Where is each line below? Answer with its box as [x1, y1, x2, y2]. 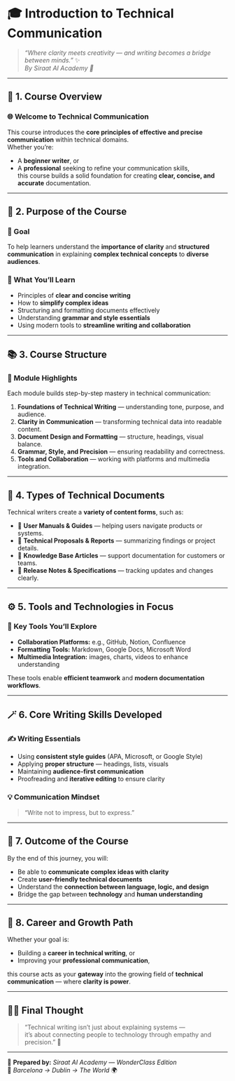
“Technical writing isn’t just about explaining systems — [24, 1023, 185, 1032]
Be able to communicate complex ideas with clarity [17, 868, 169, 876]
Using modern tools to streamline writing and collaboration [17, 321, 191, 329]
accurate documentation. [17, 178, 92, 187]
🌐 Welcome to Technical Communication [7, 112, 149, 121]
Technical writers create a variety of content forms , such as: [7, 508, 184, 517]
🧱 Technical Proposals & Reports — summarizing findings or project [17, 536, 215, 545]
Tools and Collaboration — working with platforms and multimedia [17, 455, 210, 463]
